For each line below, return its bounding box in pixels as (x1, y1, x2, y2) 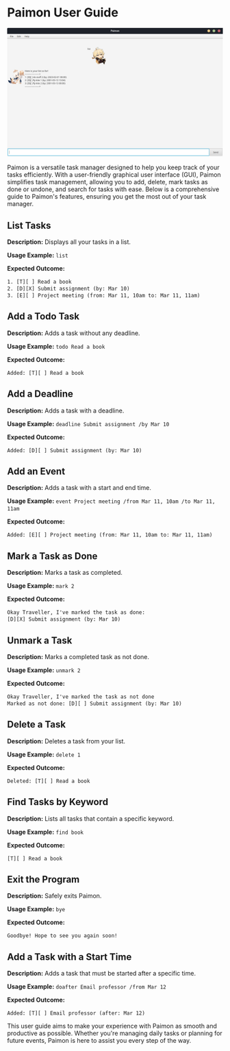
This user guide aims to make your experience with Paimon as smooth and (7, 1022, 218, 1030)
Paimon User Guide (7, 5, 118, 21)
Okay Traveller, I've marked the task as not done (7, 693, 155, 700)
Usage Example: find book (7, 828, 84, 836)
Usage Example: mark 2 (7, 582, 75, 590)
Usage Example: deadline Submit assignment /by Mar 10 (7, 419, 170, 428)
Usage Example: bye (7, 905, 66, 913)
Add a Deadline (7, 388, 74, 400)
